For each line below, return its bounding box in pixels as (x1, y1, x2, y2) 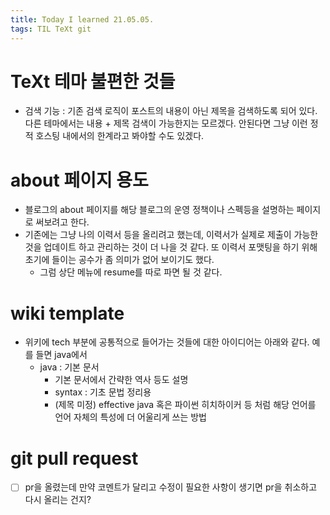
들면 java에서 (35, 349, 88, 361)
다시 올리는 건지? (24, 494, 92, 506)
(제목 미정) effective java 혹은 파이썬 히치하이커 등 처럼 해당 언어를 (54, 399, 317, 411)
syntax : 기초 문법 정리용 (54, 386, 152, 398)
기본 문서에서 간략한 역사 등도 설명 (54, 374, 189, 386)
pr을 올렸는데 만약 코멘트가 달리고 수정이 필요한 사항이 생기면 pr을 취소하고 (24, 481, 318, 493)
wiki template (10, 302, 125, 325)
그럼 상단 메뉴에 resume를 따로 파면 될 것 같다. (39, 266, 223, 278)
